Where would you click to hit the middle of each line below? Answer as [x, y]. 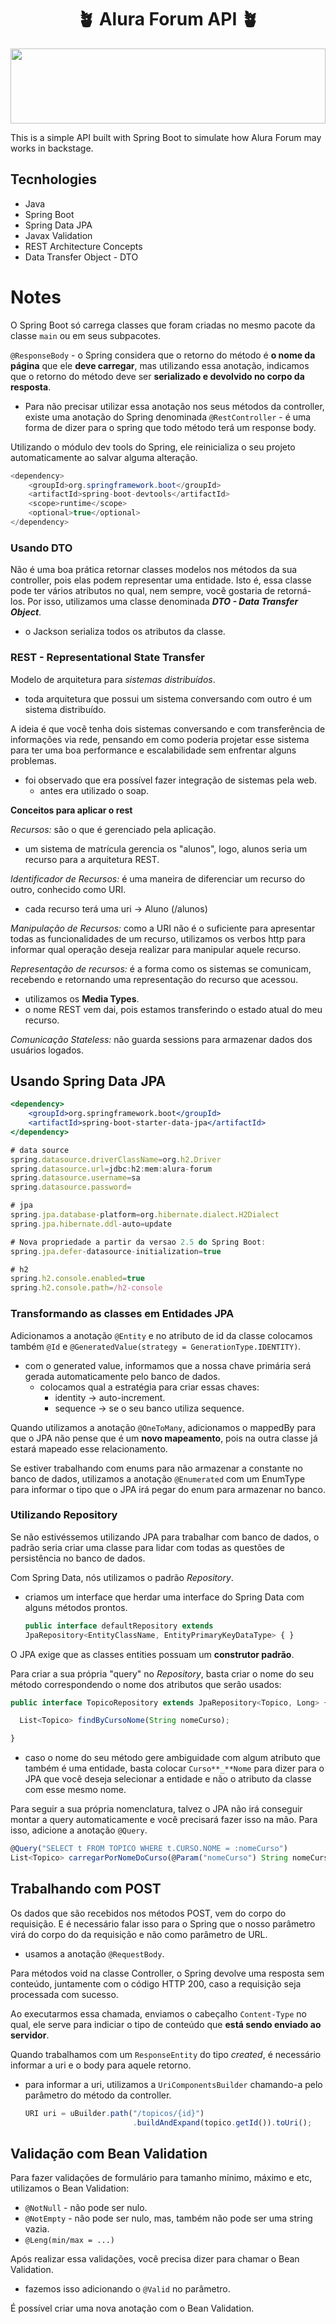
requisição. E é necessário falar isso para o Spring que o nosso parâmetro [163, 1923]
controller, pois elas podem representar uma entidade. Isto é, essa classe [161, 580]
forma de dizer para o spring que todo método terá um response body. [170, 427]
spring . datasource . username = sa [75, 1178]
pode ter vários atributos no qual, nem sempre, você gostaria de [143, 591]
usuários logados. [47, 1050]
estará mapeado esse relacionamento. [89, 1448]
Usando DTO [41, 548]
